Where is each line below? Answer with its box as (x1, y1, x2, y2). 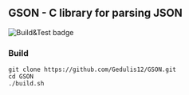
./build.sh (8, 80, 45, 88)
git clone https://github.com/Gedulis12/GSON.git (8, 65, 177, 74)
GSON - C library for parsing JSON (8, 6, 183, 20)
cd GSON (8, 73, 34, 81)
